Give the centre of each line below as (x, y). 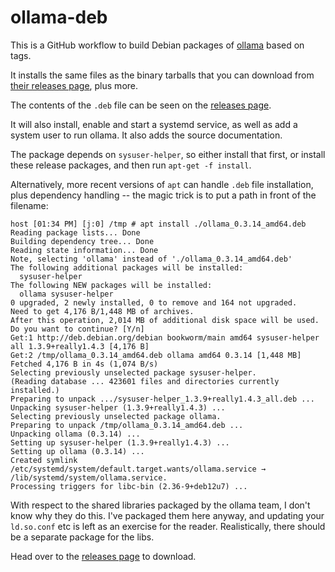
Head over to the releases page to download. (103, 556)
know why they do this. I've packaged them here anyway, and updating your (167, 515)
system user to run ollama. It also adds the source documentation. (146, 135)
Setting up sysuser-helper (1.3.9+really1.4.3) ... (120, 442)
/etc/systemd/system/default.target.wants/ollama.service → (138, 469)
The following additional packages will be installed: (127, 267)
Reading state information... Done (84, 250)
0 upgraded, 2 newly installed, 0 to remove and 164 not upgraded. (154, 302)
